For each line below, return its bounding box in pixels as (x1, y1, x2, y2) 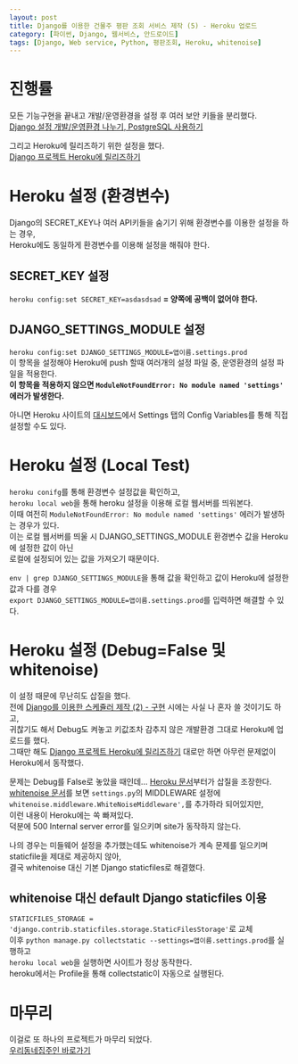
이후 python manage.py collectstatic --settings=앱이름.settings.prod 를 (9, 935, 276, 945)
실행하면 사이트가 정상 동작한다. (82, 957, 193, 968)
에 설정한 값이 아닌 (9, 541, 74, 553)
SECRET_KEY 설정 (9, 268, 110, 284)
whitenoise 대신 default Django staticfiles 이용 (9, 891, 268, 906)
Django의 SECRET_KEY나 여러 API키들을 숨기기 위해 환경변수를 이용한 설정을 (9, 218, 280, 228)
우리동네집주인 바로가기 (9, 1045, 91, 1056)
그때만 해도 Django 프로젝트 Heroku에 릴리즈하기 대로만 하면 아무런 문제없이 (9, 746, 277, 756)
